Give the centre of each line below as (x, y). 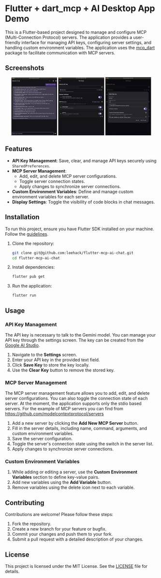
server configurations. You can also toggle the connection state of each (76, 399)
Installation (22, 217)
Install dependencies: (33, 267)
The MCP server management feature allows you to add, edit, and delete (77, 393)
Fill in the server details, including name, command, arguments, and (80, 428)
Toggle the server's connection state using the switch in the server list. (83, 444)
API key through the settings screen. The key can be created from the (74, 340)
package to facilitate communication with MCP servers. (60, 53)
